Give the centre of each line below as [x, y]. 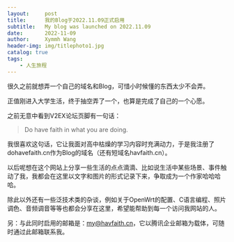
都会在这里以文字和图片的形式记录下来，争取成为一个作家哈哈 [126, 176]
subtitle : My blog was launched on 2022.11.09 [79, 26]
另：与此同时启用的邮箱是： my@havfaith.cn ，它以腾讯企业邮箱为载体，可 [113, 223]
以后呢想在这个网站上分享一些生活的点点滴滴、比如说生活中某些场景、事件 [114, 167]
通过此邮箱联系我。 [40, 232]
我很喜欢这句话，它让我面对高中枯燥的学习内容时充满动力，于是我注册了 [111, 144]
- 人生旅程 [33, 65]
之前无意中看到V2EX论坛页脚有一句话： [64, 115]
